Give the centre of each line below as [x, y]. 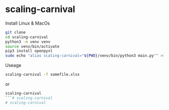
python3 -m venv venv [28, 42]
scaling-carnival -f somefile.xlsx [43, 75]
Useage [13, 65]
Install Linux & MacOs [28, 23]
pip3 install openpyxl [29, 51]
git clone [16, 32]
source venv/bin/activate [32, 46]
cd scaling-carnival [27, 37]
